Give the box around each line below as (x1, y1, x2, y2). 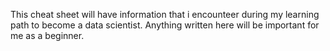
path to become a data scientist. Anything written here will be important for (10, 19, 320, 31)
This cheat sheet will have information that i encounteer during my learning (10, 9, 320, 20)
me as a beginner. (10, 30, 85, 41)
